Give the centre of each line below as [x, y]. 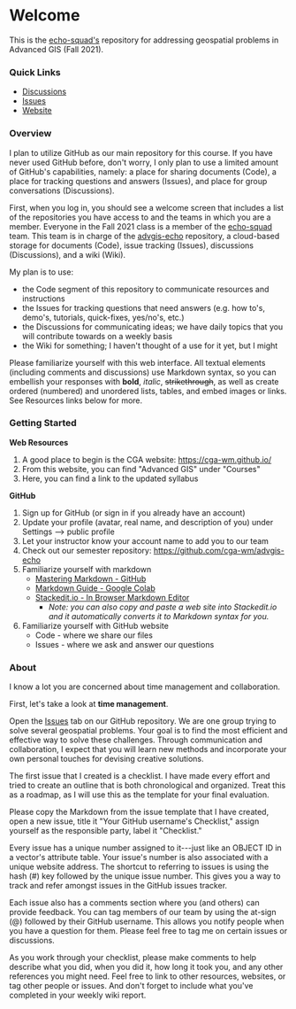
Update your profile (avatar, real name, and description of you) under [148, 522]
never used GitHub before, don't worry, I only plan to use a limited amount [144, 162]
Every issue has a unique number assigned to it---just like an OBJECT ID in [146, 848]
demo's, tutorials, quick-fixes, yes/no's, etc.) [103, 317]
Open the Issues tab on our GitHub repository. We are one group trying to [143, 721]
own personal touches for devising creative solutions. [106, 759]
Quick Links [35, 72]
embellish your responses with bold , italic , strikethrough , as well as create [144, 381]
